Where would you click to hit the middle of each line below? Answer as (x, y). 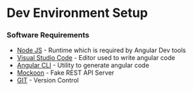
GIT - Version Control (48, 80)
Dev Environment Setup (77, 13)
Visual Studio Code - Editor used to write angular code (96, 58)
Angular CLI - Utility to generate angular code (83, 66)
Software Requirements (48, 35)
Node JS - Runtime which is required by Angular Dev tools (101, 50)
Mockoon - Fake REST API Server (66, 73)
